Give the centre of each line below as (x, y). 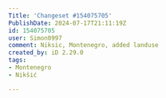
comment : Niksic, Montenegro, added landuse (83, 45)
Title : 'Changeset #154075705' (60, 16)
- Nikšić (23, 75)
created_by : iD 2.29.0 (46, 53)
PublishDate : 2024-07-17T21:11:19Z (67, 23)
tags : (17, 61)
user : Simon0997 (35, 38)
